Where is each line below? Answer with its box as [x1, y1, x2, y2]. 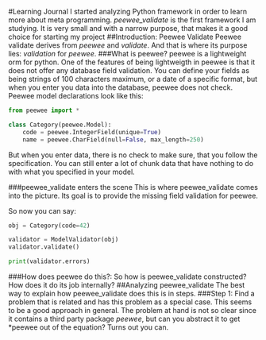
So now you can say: [8, 206, 77, 215]
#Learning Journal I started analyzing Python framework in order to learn [8, 7, 248, 16]
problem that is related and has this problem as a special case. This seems [8, 297, 253, 307]
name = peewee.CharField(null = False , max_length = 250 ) [22, 135, 204, 144]
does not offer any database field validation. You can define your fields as [8, 66, 250, 75]
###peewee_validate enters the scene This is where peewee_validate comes [8, 182, 258, 191]
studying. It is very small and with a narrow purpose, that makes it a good [8, 24, 249, 33]
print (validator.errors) [8, 257, 91, 265]
